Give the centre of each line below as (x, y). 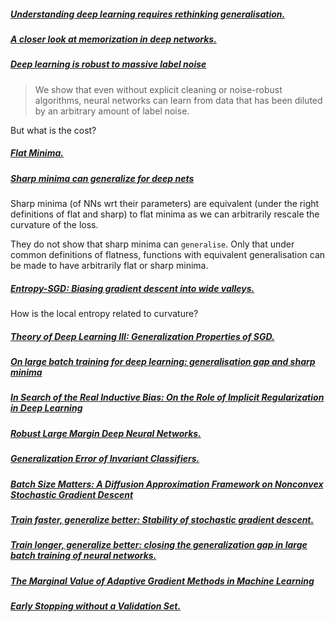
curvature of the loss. (54, 225)
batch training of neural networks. (83, 556)
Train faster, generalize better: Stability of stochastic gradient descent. (162, 519)
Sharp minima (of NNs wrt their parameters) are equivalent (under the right (165, 204)
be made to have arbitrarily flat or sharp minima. (109, 266)
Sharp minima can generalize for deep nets (102, 178)
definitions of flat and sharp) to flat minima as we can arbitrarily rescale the (165, 214)
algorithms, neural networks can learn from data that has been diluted (178, 100)
